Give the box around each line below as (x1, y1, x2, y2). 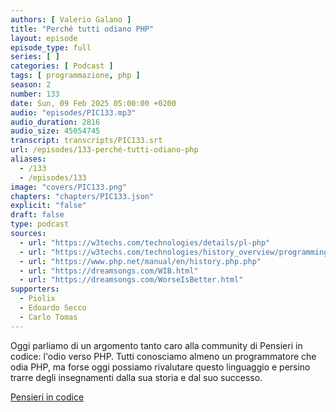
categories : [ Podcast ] (10, 61, 114, 71)
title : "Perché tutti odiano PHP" (10, 24, 155, 34)
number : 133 (10, 89, 60, 99)
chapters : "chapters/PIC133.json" (10, 191, 155, 201)
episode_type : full (10, 42, 92, 53)
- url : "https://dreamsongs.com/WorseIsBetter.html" (19, 275, 244, 285)
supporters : (10, 284, 60, 295)
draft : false (10, 210, 65, 220)
